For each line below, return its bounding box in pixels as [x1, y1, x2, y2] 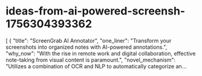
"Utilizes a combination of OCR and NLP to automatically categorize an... [5, 62, 187, 70]
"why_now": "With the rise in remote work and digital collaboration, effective [5, 49, 196, 57]
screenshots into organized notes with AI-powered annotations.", [5, 43, 168, 51]
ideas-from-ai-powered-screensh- [5, 4, 186, 18]
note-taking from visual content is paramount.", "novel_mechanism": [5, 56, 176, 63]
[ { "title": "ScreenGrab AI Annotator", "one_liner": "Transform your [5, 37, 172, 44]
